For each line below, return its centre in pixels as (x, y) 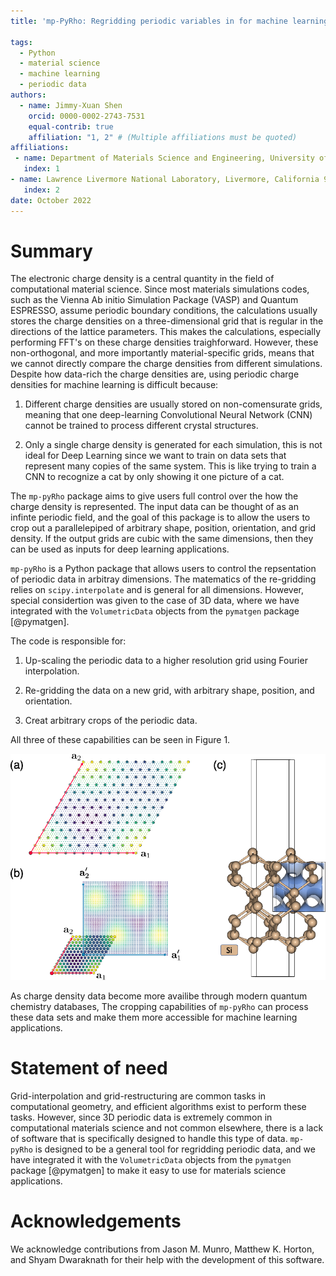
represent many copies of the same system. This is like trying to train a (170, 466)
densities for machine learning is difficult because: (114, 385)
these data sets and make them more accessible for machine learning (154, 1017)
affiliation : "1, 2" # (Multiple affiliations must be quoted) (163, 137)
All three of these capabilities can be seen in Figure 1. (120, 740)
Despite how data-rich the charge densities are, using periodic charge (155, 374)
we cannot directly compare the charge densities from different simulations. (166, 364)
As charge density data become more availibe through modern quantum (159, 996)
